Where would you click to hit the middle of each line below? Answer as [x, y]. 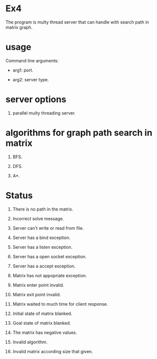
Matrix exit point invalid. [37, 294]
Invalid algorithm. [30, 342]
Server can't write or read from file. [48, 228]
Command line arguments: [32, 60]
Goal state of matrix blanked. [42, 323]
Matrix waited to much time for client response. [60, 304]
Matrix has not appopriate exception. [50, 275]
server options [36, 100]
